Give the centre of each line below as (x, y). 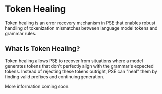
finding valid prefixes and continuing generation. (55, 76)
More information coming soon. (37, 86)
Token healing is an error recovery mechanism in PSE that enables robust (80, 23)
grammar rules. (21, 33)
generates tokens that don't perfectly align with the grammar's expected (79, 66)
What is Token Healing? (42, 49)
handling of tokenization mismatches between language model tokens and (81, 28)
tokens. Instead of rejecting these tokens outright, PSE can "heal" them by (81, 71)
